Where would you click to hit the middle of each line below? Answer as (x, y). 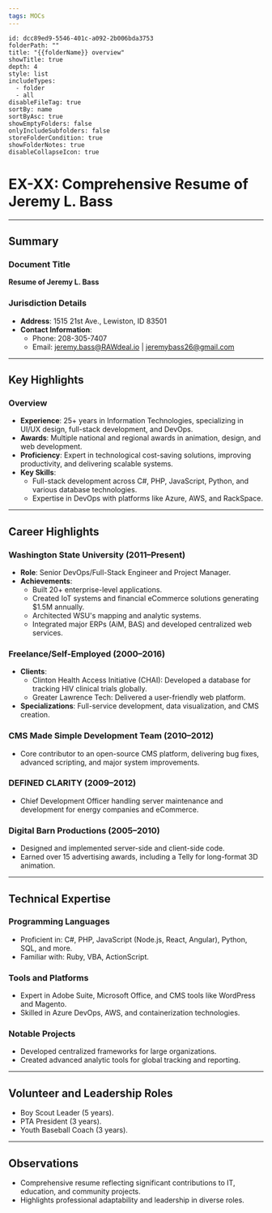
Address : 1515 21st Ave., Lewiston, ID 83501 (93, 321)
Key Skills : (38, 473)
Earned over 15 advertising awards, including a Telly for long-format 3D (139, 857)
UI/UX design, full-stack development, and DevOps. (106, 429)
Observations (44, 1163)
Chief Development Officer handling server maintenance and (121, 800)
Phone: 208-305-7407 (70, 338)
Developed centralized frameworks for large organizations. (118, 1051)
